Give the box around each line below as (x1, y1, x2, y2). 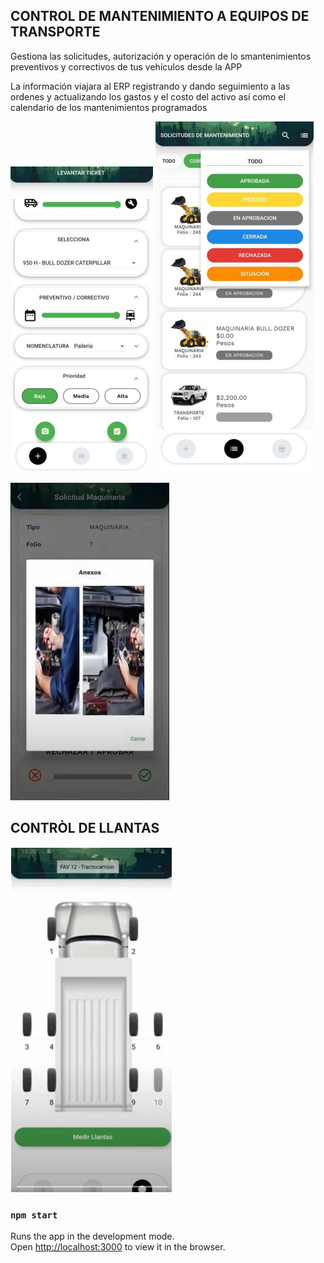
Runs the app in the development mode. (10, 1230, 175, 1242)
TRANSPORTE (10, 24, 101, 41)
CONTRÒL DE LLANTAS (10, 820, 160, 837)
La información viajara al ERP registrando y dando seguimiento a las (10, 80, 291, 92)
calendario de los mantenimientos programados (10, 101, 208, 113)
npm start (10, 1209, 58, 1221)
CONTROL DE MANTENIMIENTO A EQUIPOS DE (10, 8, 310, 25)
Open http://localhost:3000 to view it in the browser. (10, 1240, 226, 1253)
